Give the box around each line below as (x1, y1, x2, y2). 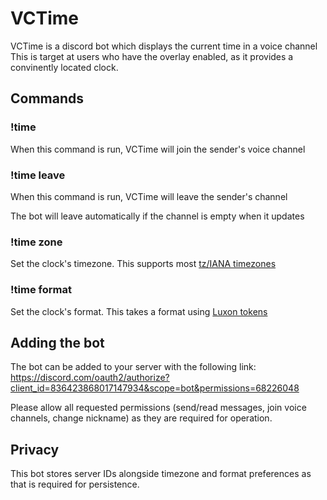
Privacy (10, 441, 60, 458)
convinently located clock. (10, 61, 119, 73)
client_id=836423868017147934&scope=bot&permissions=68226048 (10, 382, 300, 394)
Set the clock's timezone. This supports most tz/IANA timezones (10, 258, 277, 270)
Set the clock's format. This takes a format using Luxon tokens (10, 305, 268, 317)
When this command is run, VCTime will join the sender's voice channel (10, 143, 306, 155)
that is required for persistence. (10, 478, 140, 491)
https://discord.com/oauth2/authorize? (10, 372, 170, 384)
